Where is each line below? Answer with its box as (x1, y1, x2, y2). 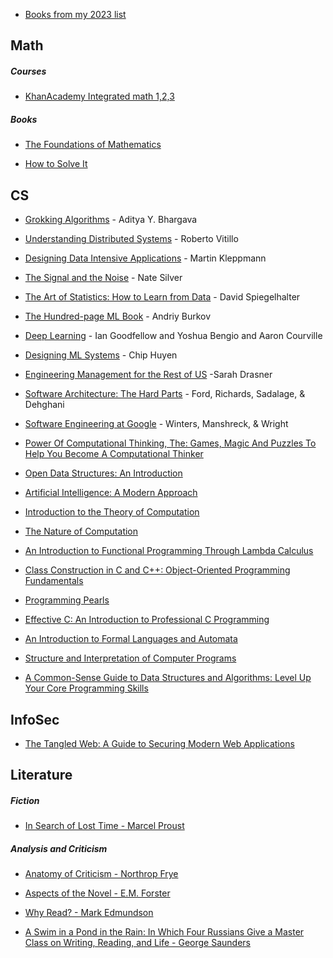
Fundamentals (24, 575, 84, 587)
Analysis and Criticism (10, 842, 108, 854)
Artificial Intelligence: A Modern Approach (24, 487, 198, 499)
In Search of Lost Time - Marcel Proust (24, 820, 185, 832)
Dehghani (24, 399, 65, 411)
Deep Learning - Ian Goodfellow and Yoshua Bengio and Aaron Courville (24, 330, 323, 342)
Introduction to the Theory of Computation (24, 506, 200, 518)
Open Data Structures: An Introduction (24, 467, 183, 479)
